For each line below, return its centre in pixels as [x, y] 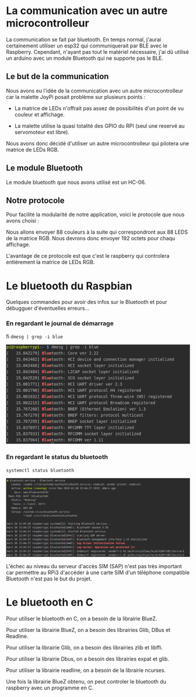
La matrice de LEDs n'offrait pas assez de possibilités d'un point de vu [99, 108]
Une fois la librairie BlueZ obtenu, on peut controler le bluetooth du [86, 681]
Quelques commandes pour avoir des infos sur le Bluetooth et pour [87, 302]
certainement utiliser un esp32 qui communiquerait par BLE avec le [87, 46]
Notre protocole [36, 200]
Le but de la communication [57, 76]
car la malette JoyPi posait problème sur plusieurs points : [76, 97]
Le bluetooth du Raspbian [69, 286]
